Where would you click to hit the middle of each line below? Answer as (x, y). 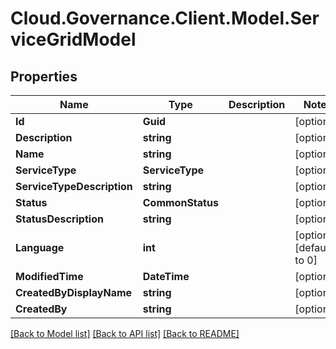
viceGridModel (73, 39)
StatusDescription (59, 219)
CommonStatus (180, 202)
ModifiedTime (49, 276)
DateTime (166, 276)
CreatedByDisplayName (74, 292)
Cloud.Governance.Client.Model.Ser (165, 18)
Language (40, 247)
